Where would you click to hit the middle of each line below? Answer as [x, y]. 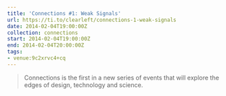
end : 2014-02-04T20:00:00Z [46, 45]
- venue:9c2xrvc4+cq [37, 58]
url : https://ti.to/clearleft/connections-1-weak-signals [92, 20]
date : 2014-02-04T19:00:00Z [47, 26]
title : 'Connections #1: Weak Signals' [64, 13]
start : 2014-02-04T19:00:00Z [49, 39]
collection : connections [43, 33]
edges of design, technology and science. [83, 85]
